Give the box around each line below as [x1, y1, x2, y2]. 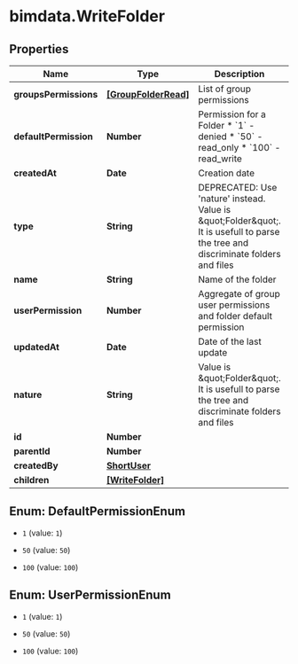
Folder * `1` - [198, 120, 255, 131]
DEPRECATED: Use [198, 182, 278, 193]
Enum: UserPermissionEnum [9, 588, 171, 603]
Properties [9, 42, 69, 57]
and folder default [198, 310, 273, 322]
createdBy [13, 459, 59, 472]
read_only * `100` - [198, 142, 281, 153]
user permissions [198, 299, 271, 311]
